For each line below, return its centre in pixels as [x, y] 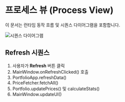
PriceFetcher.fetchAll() [35, 83]
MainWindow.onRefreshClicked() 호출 [50, 72]
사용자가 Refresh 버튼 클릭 [38, 66]
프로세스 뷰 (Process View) [59, 10]
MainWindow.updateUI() [37, 94]
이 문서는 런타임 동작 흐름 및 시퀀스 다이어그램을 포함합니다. [63, 25]
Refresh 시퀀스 [27, 53]
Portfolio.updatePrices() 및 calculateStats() [56, 89]
